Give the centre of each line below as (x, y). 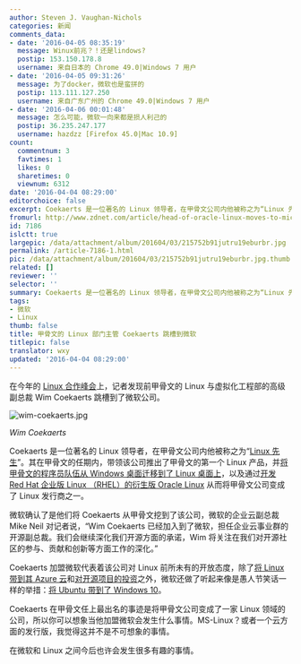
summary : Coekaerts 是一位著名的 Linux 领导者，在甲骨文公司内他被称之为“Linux (147, 292)
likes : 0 (34, 168)
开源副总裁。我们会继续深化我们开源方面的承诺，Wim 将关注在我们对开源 (144, 537)
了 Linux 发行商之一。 (49, 496)
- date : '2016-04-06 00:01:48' (68, 109)
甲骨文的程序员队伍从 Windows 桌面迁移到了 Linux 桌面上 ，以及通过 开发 (143, 473)
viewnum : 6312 (43, 185)
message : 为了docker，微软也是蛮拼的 (81, 84)
